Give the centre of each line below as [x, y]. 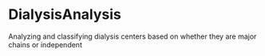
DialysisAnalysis [65, 15]
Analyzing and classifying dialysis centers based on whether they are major [132, 36]
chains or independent [45, 44]
